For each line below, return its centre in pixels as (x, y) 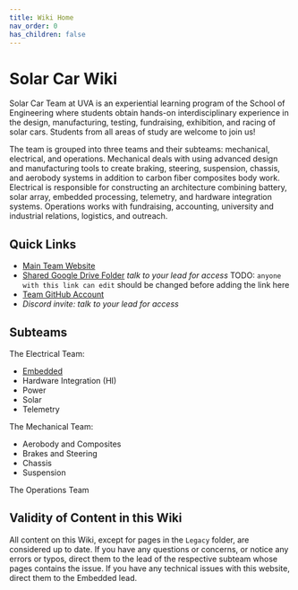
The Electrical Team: (47, 353)
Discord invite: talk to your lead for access (100, 304)
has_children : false (48, 34)
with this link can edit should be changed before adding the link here (156, 285)
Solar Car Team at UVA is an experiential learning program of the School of (147, 103)
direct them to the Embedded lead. (73, 577)
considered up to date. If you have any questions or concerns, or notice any (149, 549)
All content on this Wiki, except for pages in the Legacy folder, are (129, 540)
